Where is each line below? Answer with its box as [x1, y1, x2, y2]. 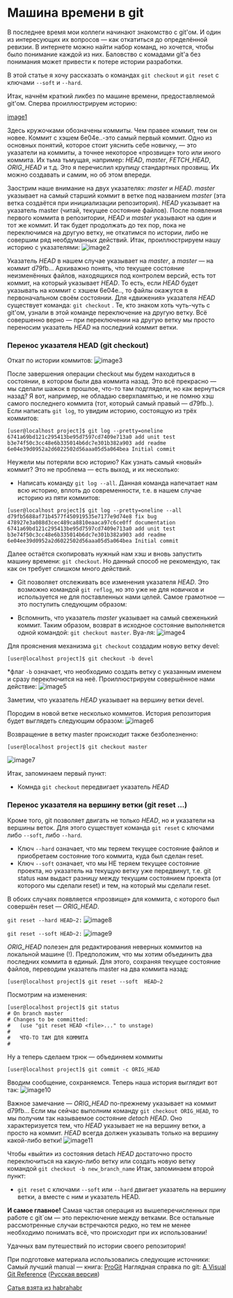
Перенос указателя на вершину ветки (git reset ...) [7, 800, 188, 810]
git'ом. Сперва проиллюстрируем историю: [7, 99, 138, 107]
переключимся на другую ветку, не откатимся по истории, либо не [7, 228, 209, 237]
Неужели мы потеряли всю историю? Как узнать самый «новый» [7, 458, 202, 467]
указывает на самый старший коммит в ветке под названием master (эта [7, 191, 226, 200]
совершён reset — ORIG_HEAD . [7, 902, 99, 911]
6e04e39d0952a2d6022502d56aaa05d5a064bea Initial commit [7, 446, 176, 453]
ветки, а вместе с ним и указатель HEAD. [17, 1192, 140, 1201]
